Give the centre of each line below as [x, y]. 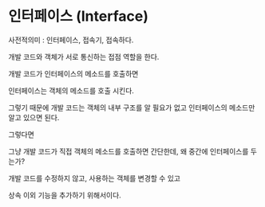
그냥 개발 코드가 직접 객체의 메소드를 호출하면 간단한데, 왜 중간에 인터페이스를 [129, 151]
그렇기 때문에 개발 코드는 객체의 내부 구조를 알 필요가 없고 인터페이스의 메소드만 [132, 107]
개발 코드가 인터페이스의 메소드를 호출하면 [73, 73]
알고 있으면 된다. [34, 117]
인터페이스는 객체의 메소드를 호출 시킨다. [71, 90]
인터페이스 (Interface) [79, 16]
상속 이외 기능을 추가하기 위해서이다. [65, 195]
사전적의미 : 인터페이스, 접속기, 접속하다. [71, 40]
